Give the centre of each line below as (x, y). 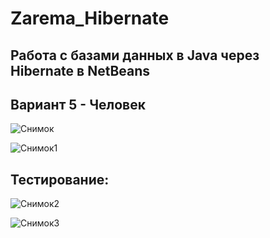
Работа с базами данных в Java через (135, 55)
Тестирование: (60, 179)
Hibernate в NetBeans (80, 70)
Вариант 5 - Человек (78, 104)
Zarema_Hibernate (90, 18)
